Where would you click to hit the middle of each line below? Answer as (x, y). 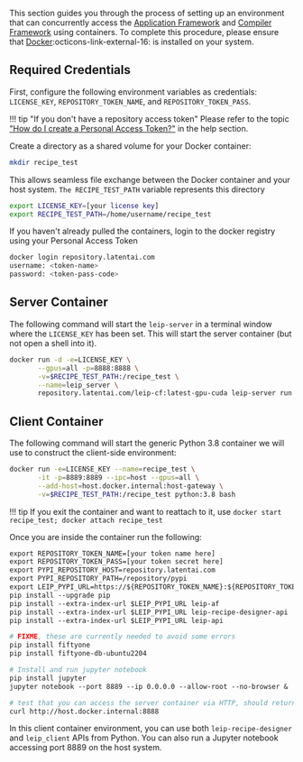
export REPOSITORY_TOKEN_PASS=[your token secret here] (116, 562)
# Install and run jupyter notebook (78, 670)
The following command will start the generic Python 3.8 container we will (147, 443)
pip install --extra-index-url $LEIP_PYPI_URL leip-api (116, 620)
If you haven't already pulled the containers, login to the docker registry (142, 231)
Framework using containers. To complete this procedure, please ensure (144, 32)
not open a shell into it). (53, 343)
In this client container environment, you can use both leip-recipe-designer (151, 729)
